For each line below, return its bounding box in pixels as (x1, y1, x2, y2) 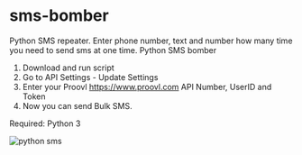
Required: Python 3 (9, 118, 81, 129)
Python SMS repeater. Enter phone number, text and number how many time (9, 35, 293, 46)
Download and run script (22, 62, 114, 73)
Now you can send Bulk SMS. (22, 100, 133, 111)
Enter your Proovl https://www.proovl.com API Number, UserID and (22, 81, 272, 92)
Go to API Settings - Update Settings (22, 71, 159, 82)
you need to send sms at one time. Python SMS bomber (9, 44, 217, 55)
